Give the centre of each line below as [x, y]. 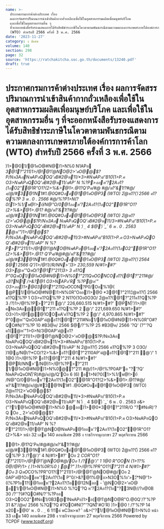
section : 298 [19, 50]
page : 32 [14, 55]
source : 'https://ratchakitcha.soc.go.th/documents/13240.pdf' [71, 60]
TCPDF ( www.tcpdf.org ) [30, 521]
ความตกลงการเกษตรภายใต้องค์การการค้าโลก [77, 142]
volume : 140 [18, 46]
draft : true [18, 64]
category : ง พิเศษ [22, 41]
